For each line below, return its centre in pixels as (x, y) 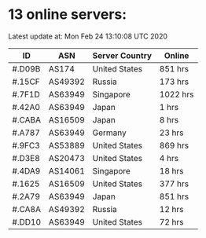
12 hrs (171, 209)
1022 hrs (177, 94)
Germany (110, 133)
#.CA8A (27, 209)
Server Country (122, 55)
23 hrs (171, 133)
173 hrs (174, 82)
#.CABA (27, 119)
